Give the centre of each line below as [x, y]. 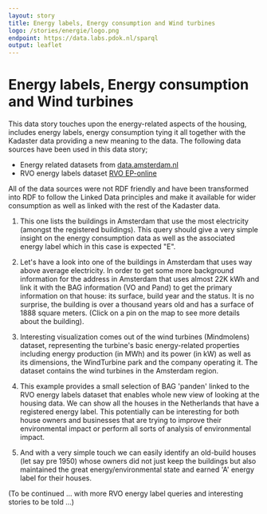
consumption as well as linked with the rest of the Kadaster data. [114, 206]
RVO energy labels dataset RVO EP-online [88, 173]
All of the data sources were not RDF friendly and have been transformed [128, 189]
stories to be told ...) [41, 502]
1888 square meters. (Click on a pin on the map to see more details [130, 313]
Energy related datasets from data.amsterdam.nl [99, 165]
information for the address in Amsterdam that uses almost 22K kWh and [139, 279]
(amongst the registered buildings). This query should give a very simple [139, 230]
